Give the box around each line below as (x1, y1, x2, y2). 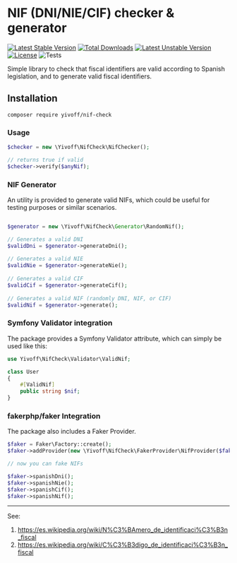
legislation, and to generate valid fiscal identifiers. (7, 72, 152, 81)
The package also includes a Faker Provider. (7, 427, 136, 436)
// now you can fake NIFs (7, 461, 83, 468)
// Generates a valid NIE (7, 256, 83, 263)
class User (7, 368, 39, 375)
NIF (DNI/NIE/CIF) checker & (7, 5, 175, 21)
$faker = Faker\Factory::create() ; (7, 441, 112, 448)
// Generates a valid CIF (7, 275, 83, 283)
